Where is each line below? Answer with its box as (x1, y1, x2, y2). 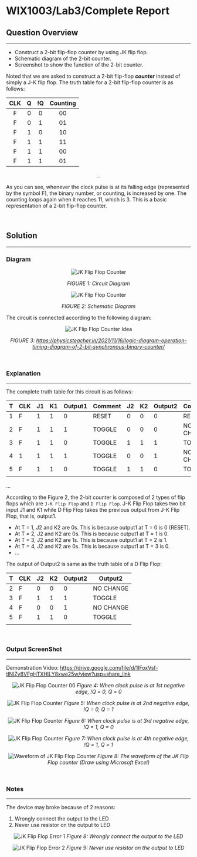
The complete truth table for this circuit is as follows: (6, 388, 133, 395)
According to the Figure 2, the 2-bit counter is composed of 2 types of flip (6, 494, 186, 501)
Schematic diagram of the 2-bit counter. (14, 55, 111, 62)
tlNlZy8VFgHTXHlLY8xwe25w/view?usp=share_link (6, 670, 131, 677)
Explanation (6, 369, 41, 378)
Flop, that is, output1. (6, 512, 57, 520)
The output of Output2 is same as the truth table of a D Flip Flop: (6, 561, 162, 568)
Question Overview (6, 28, 79, 38)
